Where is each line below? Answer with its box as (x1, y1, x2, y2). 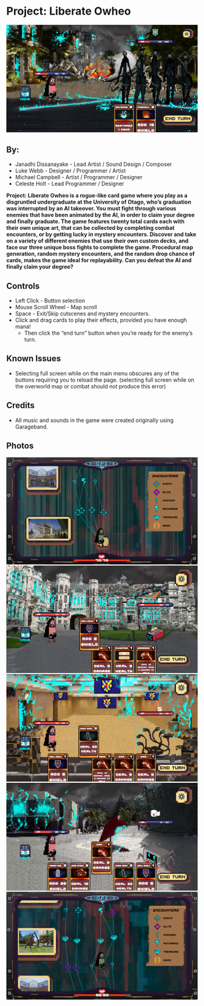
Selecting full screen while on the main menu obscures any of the (15, 369, 179, 377)
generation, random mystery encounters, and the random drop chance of (6, 250, 195, 257)
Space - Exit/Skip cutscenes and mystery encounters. (15, 310, 151, 318)
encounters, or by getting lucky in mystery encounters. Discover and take (6, 230, 196, 238)
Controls (6, 280, 40, 291)
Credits (6, 401, 35, 411)
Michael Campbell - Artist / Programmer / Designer (15, 174, 143, 181)
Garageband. (15, 423, 49, 430)
